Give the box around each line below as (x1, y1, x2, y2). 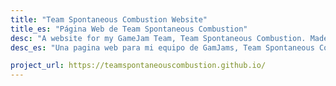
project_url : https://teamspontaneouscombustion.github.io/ (10, 61, 267, 71)
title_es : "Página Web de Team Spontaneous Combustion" (10, 24, 248, 34)
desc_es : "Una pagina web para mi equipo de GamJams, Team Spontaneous (10, 42, 315, 53)
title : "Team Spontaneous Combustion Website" (10, 14, 208, 25)
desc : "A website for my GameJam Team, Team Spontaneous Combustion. (10, 33, 307, 43)
